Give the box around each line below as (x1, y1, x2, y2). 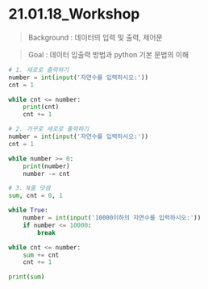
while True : (8, 207, 48, 215)
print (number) (23, 162, 70, 170)
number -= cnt (23, 170, 70, 178)
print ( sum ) (8, 273, 45, 281)
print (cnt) (23, 103, 60, 111)
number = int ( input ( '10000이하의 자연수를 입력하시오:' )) (23, 214, 202, 222)
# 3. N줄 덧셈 (8, 184, 51, 192)
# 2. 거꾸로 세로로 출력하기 (8, 125, 89, 133)
